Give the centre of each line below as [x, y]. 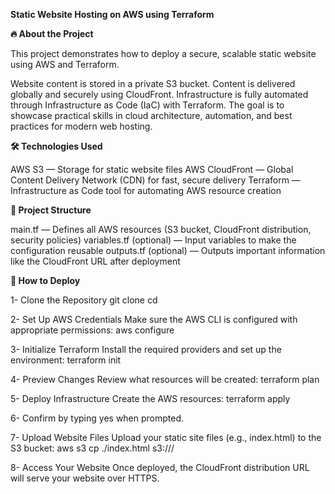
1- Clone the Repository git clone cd [84, 300]
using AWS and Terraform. [65, 64]
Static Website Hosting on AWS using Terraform [112, 14]
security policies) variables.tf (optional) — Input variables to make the [153, 240]
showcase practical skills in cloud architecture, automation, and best [151, 115]
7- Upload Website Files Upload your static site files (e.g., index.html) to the [166, 437]
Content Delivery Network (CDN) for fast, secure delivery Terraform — [155, 180]
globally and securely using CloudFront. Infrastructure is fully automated [159, 94]
